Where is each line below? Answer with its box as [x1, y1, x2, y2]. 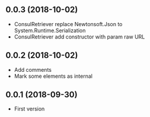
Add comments [14, 66, 52, 73]
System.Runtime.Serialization [14, 27, 86, 34]
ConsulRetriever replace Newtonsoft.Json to [14, 20, 123, 27]
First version [14, 105, 45, 112]
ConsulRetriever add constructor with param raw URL [14, 33, 145, 40]
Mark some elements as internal [14, 72, 93, 80]
